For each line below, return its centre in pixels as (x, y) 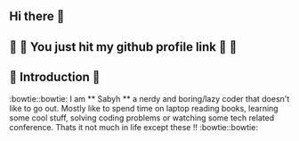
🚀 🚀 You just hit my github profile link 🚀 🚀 (123, 47)
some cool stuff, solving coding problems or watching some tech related (142, 118)
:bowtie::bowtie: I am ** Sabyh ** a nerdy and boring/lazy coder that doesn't (149, 98)
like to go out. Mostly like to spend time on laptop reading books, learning (144, 108)
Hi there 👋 (37, 17)
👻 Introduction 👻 (55, 77)
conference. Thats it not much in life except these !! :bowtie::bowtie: (133, 127)
